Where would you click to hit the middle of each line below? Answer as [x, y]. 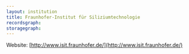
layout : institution [32, 12]
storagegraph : [24, 28]
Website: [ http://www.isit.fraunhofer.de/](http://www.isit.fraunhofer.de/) [94, 45]
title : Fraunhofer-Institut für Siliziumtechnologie [73, 17]
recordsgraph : [24, 23]
